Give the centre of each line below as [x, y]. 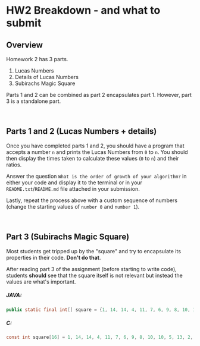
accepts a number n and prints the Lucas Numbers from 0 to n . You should [97, 152]
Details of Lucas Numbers [47, 77]
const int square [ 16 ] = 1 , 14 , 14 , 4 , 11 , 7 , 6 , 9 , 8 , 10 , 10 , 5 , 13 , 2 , [100, 337]
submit [24, 23]
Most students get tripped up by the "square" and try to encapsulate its [94, 251]
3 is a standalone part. [34, 101]
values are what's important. [41, 281]
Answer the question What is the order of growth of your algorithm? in [96, 176]
